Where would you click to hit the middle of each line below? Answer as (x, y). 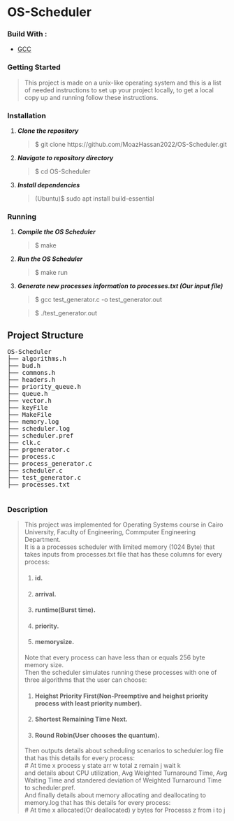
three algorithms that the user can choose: (86, 680)
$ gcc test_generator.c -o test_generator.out (98, 300)
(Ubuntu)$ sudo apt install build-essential (95, 199)
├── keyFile (28, 408)
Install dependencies (49, 185)
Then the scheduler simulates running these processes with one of (120, 673)
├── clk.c (24, 443)
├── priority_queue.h (44, 387)
